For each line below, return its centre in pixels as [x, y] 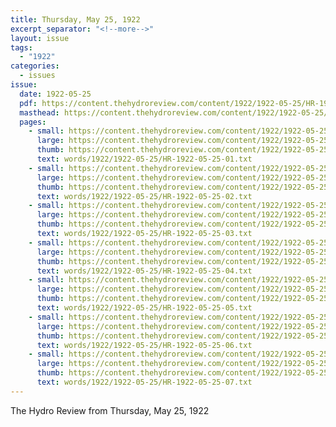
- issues [37, 76]
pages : [33, 122]
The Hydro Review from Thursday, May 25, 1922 [110, 410]
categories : [35, 66]
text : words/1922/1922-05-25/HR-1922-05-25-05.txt [144, 308]
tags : [21, 47]
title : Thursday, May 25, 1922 [75, 19]
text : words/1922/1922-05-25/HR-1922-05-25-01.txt [144, 159]
